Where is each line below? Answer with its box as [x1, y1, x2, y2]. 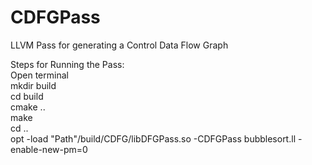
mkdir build [10, 79, 57, 91]
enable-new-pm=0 [10, 143, 88, 155]
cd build [10, 90, 44, 102]
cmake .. [10, 101, 46, 113]
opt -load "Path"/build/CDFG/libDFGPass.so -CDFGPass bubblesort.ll [10, 132, 297, 145]
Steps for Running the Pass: [10, 58, 125, 70]
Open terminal [10, 69, 69, 81]
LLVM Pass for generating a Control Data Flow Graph [10, 39, 229, 51]
